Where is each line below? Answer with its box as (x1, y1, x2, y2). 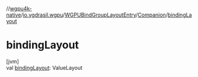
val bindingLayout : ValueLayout (6, 64, 83, 71)
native (6, 11, 21, 18)
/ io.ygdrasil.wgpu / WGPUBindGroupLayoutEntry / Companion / (20, 11, 168, 18)
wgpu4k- (9, 5, 33, 12)
